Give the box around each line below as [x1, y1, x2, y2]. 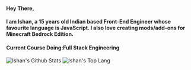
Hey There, [6, 5, 34, 12]
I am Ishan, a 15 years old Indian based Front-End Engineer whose [6, 18, 171, 25]
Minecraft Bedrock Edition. [6, 31, 74, 38]
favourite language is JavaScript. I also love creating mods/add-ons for [6, 24, 186, 32]
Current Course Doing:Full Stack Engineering [6, 44, 120, 51]
